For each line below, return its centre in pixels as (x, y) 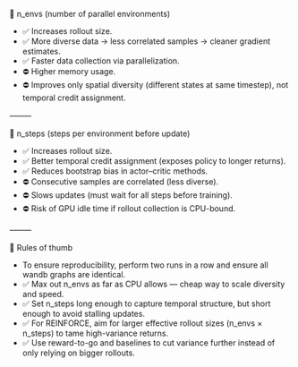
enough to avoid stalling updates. (84, 314)
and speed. (43, 294)
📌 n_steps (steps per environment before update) (100, 133)
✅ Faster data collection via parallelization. (101, 61)
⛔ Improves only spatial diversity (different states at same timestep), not (155, 85)
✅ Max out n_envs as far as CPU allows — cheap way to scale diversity (153, 284)
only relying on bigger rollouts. (79, 353)
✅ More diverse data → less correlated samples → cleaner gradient (146, 41)
